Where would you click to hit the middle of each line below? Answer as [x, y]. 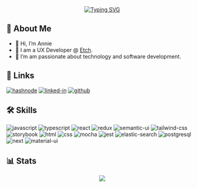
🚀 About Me [29, 29]
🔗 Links [20, 76]
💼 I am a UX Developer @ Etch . [54, 50]
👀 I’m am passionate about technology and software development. [98, 56]
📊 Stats [22, 161]
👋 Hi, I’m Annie [33, 43]
